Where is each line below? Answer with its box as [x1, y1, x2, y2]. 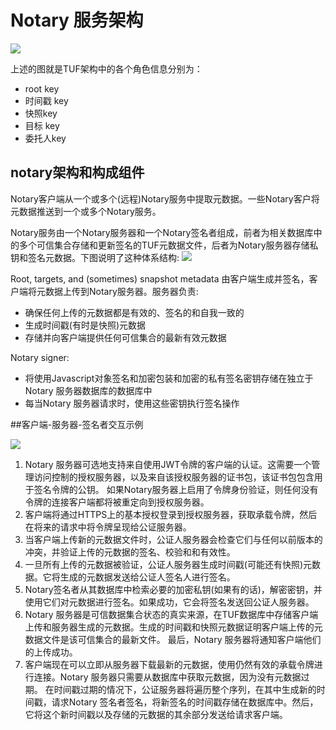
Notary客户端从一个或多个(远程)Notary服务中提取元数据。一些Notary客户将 [10, 192, 320, 205]
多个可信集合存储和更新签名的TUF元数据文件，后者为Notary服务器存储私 [18, 239, 319, 251]
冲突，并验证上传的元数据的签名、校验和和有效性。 [24, 546, 236, 558]
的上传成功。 [24, 646, 78, 658]
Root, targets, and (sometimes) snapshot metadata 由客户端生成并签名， [10, 272, 310, 285]
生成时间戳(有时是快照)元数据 [24, 319, 147, 331]
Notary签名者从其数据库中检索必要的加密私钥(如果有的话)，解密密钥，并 [24, 583, 323, 595]
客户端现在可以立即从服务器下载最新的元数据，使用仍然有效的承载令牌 [24, 658, 315, 670]
